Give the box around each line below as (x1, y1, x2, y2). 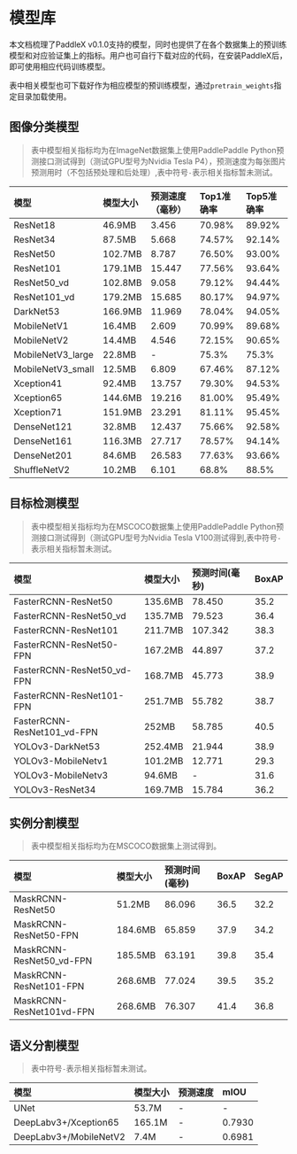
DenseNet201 (13, 449, 72, 461)
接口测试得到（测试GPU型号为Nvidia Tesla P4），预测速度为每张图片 (38, 156, 286, 167)
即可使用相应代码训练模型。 (9, 61, 110, 72)
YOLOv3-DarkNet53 (13, 740, 101, 753)
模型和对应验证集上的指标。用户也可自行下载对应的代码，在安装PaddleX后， (9, 50, 287, 60)
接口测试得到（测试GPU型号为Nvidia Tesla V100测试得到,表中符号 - (38, 532, 282, 543)
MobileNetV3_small (13, 362, 95, 375)
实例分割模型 (9, 816, 80, 831)
